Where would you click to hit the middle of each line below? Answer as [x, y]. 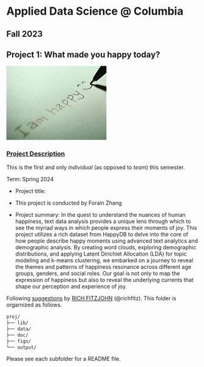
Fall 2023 [24, 34]
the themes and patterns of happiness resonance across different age [103, 267]
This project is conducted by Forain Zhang [68, 203]
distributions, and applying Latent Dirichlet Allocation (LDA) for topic [101, 254]
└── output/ [21, 347]
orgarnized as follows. [34, 305]
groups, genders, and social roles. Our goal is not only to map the [97, 273]
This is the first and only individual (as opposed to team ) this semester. [96, 167]
